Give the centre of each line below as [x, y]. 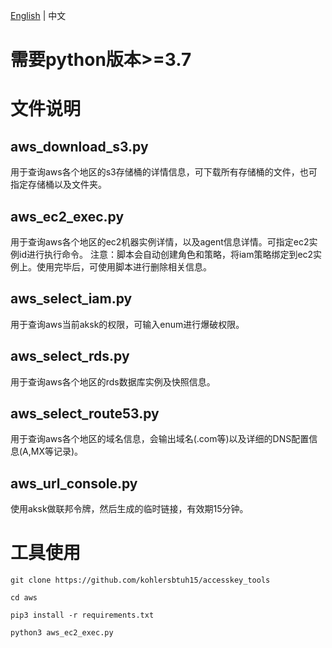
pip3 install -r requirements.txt [82, 615]
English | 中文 [38, 15]
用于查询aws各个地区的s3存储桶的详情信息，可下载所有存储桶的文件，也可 [164, 172]
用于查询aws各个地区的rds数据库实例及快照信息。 [113, 381]
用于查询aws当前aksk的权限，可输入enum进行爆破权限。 [127, 324]
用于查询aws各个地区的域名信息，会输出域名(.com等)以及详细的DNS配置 [160, 439]
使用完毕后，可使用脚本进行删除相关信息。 [124, 267]
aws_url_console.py [74, 483]
